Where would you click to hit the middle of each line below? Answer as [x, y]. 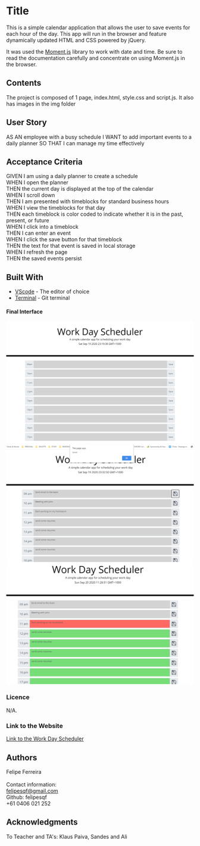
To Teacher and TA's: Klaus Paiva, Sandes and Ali [67, 836]
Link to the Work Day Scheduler [45, 739]
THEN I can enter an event [39, 233]
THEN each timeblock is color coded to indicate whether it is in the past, [95, 214]
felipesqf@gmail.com [32, 791]
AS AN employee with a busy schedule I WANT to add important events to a [99, 137]
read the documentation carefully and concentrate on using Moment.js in [96, 58]
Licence [18, 697]
